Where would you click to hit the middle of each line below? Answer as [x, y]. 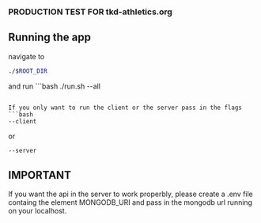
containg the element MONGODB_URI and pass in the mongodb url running [130, 202]
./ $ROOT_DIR [28, 71]
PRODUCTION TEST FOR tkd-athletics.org [90, 12]
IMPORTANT [40, 175]
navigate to [26, 56]
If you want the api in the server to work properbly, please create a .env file [130, 194]
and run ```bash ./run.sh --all [55, 86]
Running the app [49, 38]
